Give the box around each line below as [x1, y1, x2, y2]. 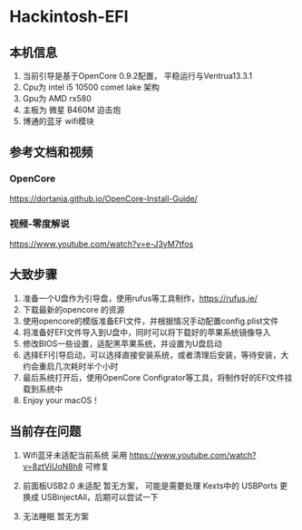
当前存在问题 [9, 424, 82, 439]
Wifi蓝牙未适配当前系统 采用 [22, 449, 128, 460]
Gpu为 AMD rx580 [22, 93, 93, 103]
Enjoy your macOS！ [22, 394, 101, 405]
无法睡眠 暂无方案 [22, 510, 89, 522]
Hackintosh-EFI [9, 6, 129, 27]
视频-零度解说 [9, 217, 70, 230]
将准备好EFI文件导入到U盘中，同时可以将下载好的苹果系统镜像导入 [22, 326, 271, 337]
